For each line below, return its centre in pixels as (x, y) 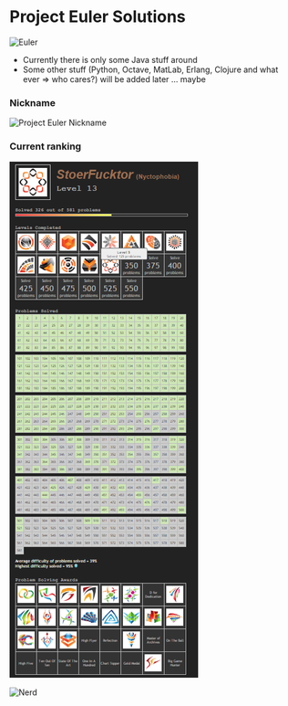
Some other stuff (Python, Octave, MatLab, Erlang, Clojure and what (150, 69)
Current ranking (46, 146)
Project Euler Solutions (98, 17)
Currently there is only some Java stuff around (110, 59)
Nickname (33, 102)
